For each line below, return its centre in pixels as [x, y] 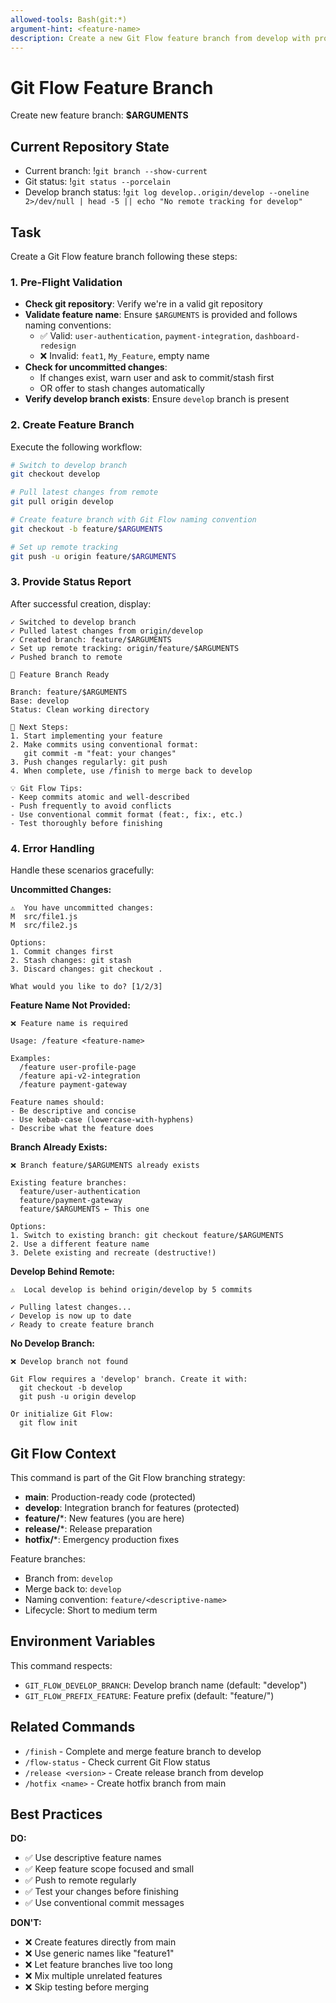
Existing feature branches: [69, 1183]
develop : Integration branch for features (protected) [132, 1507]
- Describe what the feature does [82, 1129]
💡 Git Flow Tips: [46, 788]
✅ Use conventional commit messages [104, 1903]
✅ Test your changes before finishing [101, 1892]
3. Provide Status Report [71, 582]
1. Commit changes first [62, 952]
